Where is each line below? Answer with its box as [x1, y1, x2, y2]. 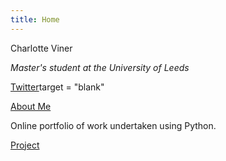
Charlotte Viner [10, 42, 73, 54]
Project [10, 139, 40, 151]
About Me [10, 100, 52, 112]
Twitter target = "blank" [10, 81, 105, 93]
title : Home [10, 14, 60, 25]
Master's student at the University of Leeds [10, 61, 190, 73]
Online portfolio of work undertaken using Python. [10, 119, 217, 131]
